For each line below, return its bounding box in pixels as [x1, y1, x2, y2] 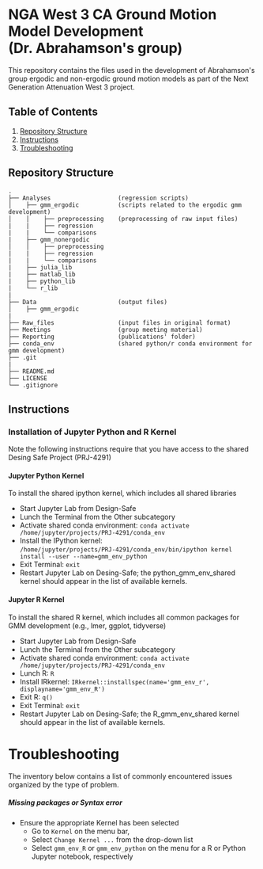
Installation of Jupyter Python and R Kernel [8, 426, 177, 437]
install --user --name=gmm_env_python [19, 553, 148, 561]
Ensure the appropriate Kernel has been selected [19, 818, 179, 827]
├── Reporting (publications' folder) [8, 333, 196, 341]
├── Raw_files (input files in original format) [8, 318, 231, 326]
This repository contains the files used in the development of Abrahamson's [8, 65, 255, 74]
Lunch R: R [19, 668, 54, 678]
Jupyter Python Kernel [8, 471, 85, 480]
